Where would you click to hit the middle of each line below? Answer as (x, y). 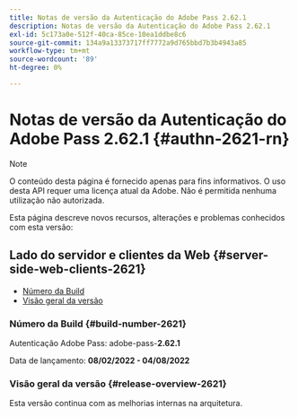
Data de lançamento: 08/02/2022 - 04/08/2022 (100, 361)
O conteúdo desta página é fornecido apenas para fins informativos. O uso (148, 181)
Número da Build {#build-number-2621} (98, 324)
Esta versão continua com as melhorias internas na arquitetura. (126, 404)
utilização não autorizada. (57, 200)
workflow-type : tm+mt (50, 51)
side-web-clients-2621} (78, 269)
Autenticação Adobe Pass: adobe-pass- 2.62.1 (95, 343)
